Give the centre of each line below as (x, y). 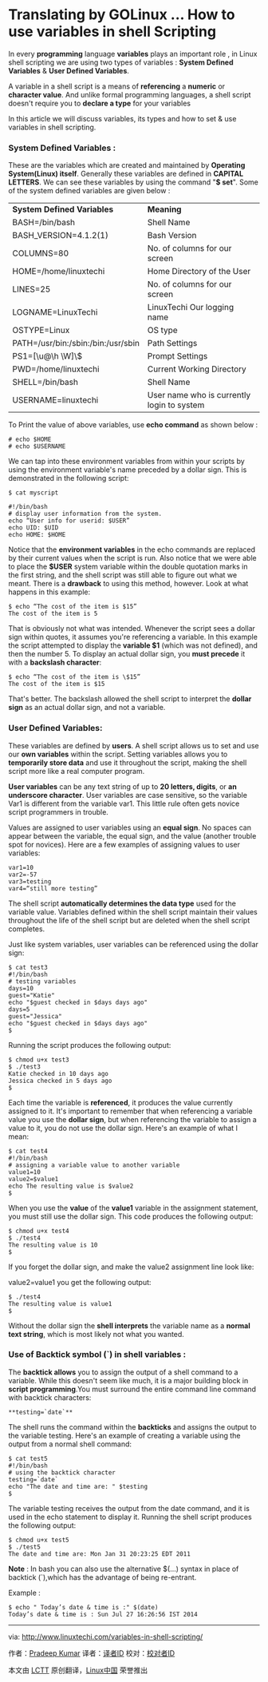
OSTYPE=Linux (41, 331)
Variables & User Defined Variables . (69, 70)
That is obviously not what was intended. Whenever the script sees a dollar (132, 629)
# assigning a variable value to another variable (94, 1165)
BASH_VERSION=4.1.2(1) (61, 236)
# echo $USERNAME (37, 446)
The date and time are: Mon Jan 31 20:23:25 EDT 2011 (100, 1554)
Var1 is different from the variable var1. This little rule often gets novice (124, 803)
